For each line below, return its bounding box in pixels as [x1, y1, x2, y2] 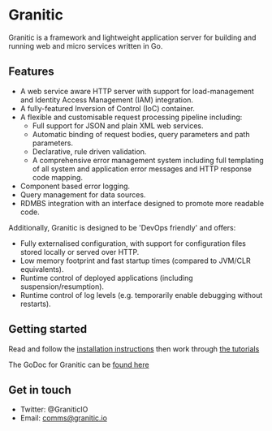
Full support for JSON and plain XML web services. [32, 120, 205, 131]
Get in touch [8, 383, 71, 397]
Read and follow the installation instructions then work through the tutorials [8, 343, 260, 354]
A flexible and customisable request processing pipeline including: [19, 112, 243, 122]
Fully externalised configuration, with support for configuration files [19, 238, 246, 248]
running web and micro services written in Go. [8, 41, 163, 50]
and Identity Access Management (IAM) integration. [19, 95, 193, 105]
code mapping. [32, 172, 84, 182]
